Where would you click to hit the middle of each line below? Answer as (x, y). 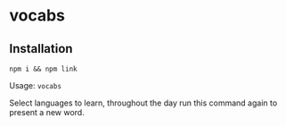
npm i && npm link (43, 69)
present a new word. (47, 112)
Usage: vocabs (36, 85)
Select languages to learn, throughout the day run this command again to (143, 103)
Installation (41, 49)
